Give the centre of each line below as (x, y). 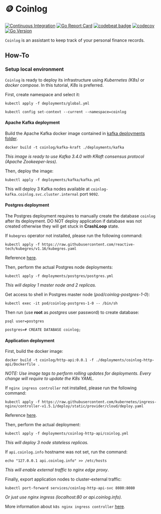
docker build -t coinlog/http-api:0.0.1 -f (50, 360)
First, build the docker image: (34, 351)
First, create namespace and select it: (43, 94)
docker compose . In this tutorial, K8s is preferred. (54, 85)
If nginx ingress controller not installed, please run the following (71, 388)
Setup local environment (35, 69)
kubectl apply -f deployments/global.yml (47, 103)
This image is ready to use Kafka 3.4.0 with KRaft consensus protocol (74, 156)
